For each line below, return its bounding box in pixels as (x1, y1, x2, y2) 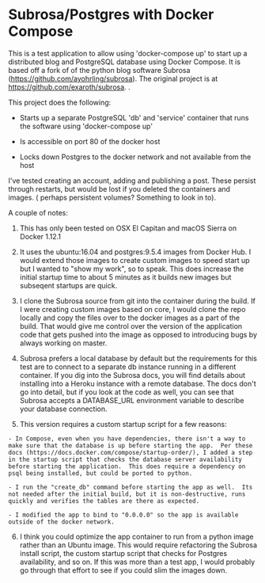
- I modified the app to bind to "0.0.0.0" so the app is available (8, 511, 239, 519)
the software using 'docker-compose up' (19, 121, 153, 131)
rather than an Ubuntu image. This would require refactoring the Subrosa (19, 540, 258, 550)
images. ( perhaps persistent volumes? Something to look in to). (8, 192, 216, 202)
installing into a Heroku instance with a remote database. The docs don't (19, 379, 256, 388)
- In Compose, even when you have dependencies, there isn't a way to (8, 434, 246, 443)
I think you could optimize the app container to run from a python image (19, 532, 254, 541)
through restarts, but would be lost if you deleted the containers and (8, 184, 231, 193)
